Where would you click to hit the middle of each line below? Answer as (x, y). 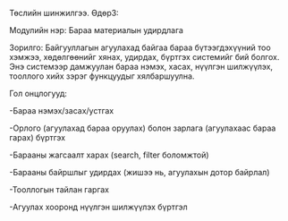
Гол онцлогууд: (38, 93)
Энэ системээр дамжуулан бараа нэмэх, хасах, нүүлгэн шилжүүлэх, (141, 67)
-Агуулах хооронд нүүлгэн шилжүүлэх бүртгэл (98, 207)
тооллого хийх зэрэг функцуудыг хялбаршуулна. (102, 76)
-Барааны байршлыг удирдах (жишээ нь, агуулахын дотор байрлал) (140, 172)
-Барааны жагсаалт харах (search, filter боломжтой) (109, 155)
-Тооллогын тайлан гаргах (59, 190)
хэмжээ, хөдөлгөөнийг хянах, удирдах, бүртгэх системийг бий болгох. (144, 57)
